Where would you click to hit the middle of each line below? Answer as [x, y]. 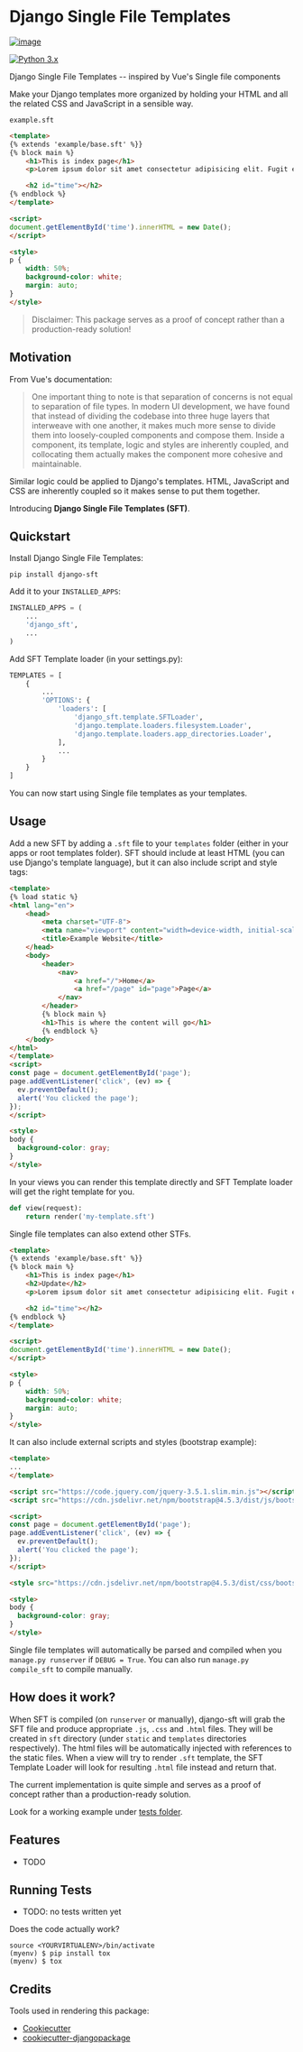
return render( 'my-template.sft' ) [90, 1216]
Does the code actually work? [64, 1929]
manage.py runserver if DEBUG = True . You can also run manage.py [129, 1659]
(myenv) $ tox [36, 1962]
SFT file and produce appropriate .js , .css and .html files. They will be [141, 1728]
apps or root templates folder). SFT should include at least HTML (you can [147, 852]
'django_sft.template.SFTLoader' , [138, 718]
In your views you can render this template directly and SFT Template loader [151, 1182]
